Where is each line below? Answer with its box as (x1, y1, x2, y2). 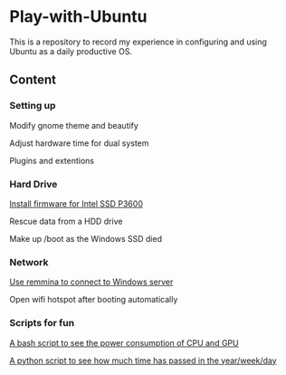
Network (9, 255, 49, 268)
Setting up (9, 100, 56, 112)
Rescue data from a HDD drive (9, 216, 123, 226)
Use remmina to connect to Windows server (9, 276, 174, 287)
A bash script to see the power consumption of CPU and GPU (9, 337, 239, 348)
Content (9, 72, 57, 88)
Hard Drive (9, 178, 58, 190)
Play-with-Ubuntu (9, 6, 148, 27)
